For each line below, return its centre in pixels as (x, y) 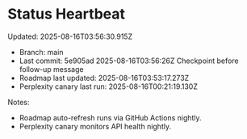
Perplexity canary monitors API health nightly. (95, 126)
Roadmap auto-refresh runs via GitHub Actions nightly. (111, 117)
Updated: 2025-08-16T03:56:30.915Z (70, 36)
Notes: (19, 102)
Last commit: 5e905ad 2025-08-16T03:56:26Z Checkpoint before (129, 61)
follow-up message (51, 69)
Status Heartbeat (67, 14)
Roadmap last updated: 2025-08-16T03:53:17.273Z (104, 78)
